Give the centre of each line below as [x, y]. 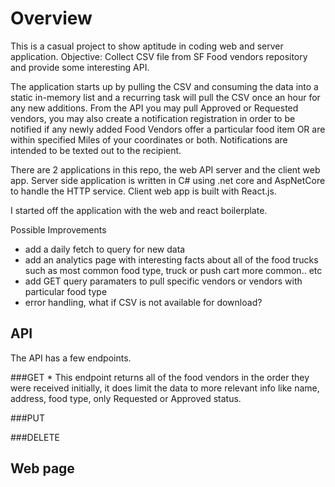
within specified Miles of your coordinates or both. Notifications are [149, 139]
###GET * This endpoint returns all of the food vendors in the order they [160, 377]
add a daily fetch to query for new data [105, 249]
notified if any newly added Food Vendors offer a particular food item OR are [168, 129]
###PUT [27, 418]
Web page [42, 468]
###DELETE [35, 437]
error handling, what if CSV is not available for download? [143, 302]
